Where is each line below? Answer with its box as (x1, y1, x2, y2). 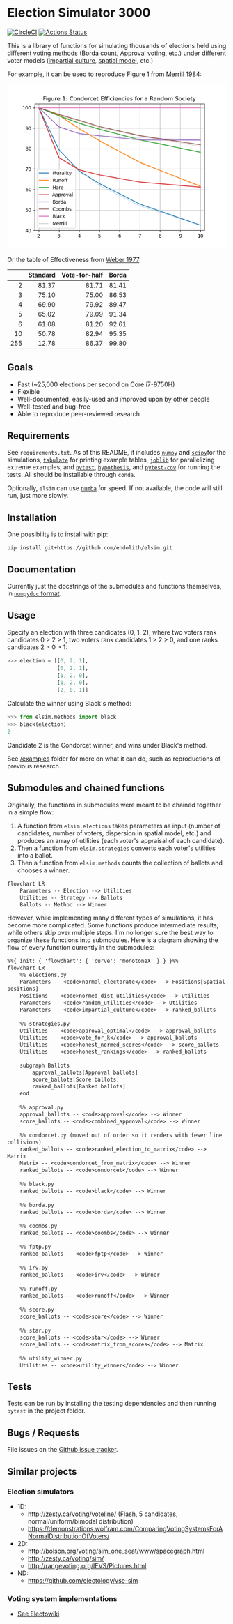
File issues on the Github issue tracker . (7, 1445, 118, 1454)
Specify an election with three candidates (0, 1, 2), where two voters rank (7, 628, 217, 636)
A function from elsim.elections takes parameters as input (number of (17, 821, 221, 830)
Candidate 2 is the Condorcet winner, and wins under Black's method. (7, 741, 208, 749)
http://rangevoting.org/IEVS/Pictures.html (27, 1561, 147, 1570)
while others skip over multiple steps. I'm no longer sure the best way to (7, 928, 214, 936)
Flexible (17, 387, 40, 395)
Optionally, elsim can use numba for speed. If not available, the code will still (7, 484, 223, 492)
